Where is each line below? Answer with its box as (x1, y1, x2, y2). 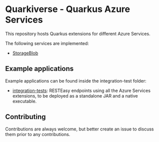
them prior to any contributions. (5, 131, 70, 137)
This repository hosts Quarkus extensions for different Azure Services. (5, 30, 151, 36)
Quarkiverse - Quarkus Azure (5, 3, 130, 15)
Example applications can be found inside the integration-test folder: (5, 77, 146, 83)
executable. (12, 98, 37, 104)
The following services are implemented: (5, 40, 89, 46)
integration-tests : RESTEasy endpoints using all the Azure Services (12, 87, 151, 93)
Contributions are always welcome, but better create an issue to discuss (5, 126, 154, 132)
